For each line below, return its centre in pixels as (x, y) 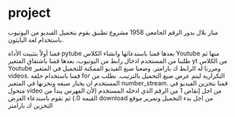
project (30, 13)
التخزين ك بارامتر (31, 105)
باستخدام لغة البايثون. (36, 39)
